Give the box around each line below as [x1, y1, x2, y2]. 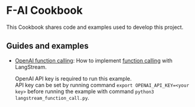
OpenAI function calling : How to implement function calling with [14, 57, 173, 64]
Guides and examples [6, 41, 89, 51]
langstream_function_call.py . [14, 94, 90, 101]
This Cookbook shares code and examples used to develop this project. [6, 23, 184, 31]
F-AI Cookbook [6, 4, 83, 17]
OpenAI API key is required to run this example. [14, 75, 132, 82]
